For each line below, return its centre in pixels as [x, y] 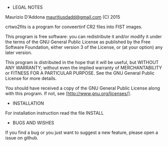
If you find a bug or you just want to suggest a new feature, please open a [82, 132]
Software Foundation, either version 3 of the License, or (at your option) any [84, 47]
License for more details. [31, 78]
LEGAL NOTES [28, 7]
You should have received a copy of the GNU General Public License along [82, 88]
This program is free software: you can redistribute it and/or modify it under [83, 36]
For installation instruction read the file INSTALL [55, 113]
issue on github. [22, 138]
